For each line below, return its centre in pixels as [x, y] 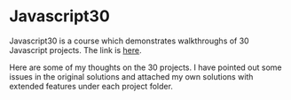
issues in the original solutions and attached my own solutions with [131, 76]
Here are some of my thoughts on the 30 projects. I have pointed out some [145, 67]
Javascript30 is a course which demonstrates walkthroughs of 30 [130, 41]
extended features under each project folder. [91, 86]
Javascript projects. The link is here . [75, 50]
